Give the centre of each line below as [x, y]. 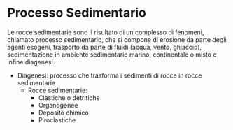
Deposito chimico [63, 113]
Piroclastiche [57, 120]
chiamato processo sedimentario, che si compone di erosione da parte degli [117, 39]
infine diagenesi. [31, 62]
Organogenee [58, 105]
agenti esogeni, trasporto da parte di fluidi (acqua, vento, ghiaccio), [104, 47]
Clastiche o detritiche [69, 97]
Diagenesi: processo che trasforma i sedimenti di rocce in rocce [110, 75]
